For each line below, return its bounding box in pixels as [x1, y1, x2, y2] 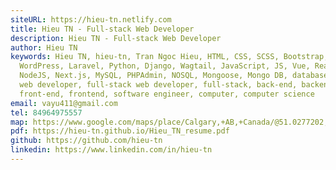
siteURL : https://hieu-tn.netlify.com [10, 14, 172, 25]
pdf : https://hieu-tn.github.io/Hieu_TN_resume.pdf [10, 126, 230, 136]
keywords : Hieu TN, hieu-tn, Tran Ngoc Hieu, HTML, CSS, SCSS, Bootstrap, [10, 52, 329, 62]
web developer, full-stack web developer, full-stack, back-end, [19, 80, 298, 90]
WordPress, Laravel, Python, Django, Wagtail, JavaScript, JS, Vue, [19, 61, 311, 71]
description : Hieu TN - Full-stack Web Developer [10, 33, 222, 43]
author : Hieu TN [10, 42, 78, 53]
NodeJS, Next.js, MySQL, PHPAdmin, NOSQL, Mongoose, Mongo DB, [19, 71, 288, 81]
